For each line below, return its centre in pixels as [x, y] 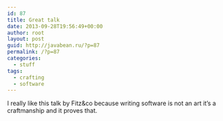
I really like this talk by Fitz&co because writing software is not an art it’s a [112, 103]
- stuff [24, 65]
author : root [26, 33]
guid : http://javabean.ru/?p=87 [53, 45]
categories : [24, 58]
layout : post [26, 39]
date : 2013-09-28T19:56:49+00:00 [55, 26]
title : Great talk [33, 20]
